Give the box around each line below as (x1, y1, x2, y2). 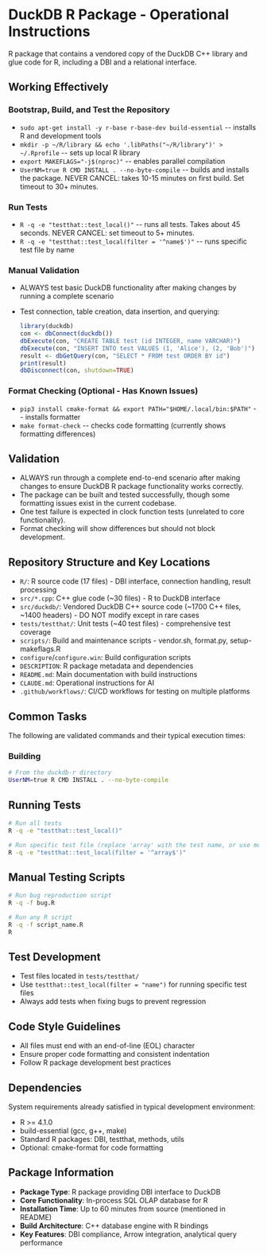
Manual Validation (8, 264, 79, 276)
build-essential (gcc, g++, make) (19, 1126, 127, 1136)
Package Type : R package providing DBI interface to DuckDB (19, 1187, 221, 1196)
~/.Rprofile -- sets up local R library (19, 147, 141, 157)
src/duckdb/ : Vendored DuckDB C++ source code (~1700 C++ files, (19, 602, 242, 612)
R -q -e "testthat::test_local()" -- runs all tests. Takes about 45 (19, 219, 241, 229)
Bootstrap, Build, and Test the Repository (8, 104, 170, 115)
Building (8, 751, 41, 761)
